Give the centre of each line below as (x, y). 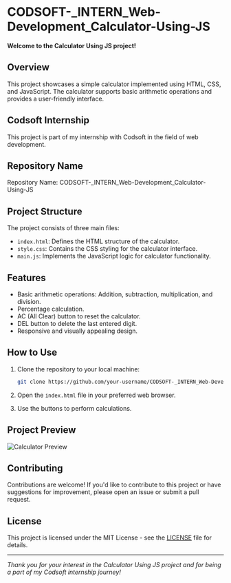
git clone (31, 382)
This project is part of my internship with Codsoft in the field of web (103, 137)
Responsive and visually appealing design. (77, 331)
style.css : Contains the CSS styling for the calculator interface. (107, 249)
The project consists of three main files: (64, 228)
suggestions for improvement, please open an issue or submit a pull (103, 492)
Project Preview (42, 430)
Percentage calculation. (51, 309)
